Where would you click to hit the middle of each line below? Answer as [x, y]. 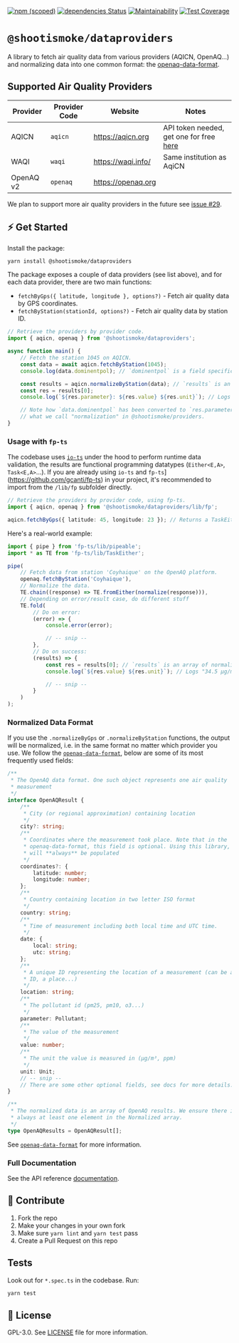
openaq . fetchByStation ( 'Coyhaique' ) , [76, 579]
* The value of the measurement [71, 1032]
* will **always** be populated [71, 853]
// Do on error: [57, 612]
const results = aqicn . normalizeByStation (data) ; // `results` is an [126, 384]
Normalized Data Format [51, 723]
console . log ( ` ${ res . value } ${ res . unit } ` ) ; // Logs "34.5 [132, 671]
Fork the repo [38, 1218]
